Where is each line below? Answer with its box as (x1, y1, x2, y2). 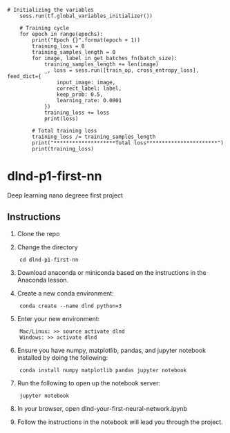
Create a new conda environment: (17, 289, 114, 297)
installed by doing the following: (17, 353, 108, 362)
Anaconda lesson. (17, 276, 69, 284)
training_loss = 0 (32, 43, 85, 50)
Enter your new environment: (17, 314, 100, 323)
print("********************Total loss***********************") (32, 139, 224, 146)
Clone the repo (17, 229, 60, 238)
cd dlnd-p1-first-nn (19, 256, 79, 263)
